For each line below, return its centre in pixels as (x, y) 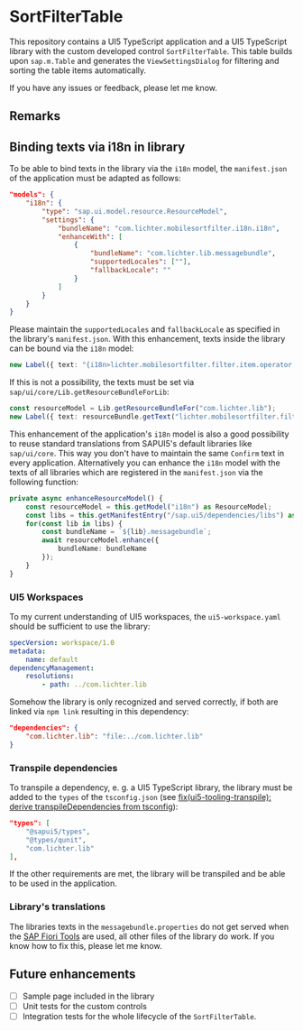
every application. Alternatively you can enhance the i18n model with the (145, 463)
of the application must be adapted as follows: (96, 179)
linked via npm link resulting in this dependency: (99, 712)
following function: (44, 482)
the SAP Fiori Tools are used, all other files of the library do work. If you (142, 936)
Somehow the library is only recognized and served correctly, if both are (144, 702)
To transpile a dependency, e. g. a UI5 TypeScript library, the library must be (151, 787)
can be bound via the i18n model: (72, 348)
